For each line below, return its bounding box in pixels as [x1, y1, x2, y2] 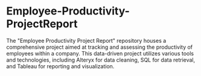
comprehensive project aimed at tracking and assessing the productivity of [6, 43, 193, 51]
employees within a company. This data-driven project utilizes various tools [6, 49, 194, 57]
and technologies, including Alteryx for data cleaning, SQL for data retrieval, [6, 56, 196, 63]
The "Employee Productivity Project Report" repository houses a [6, 37, 167, 44]
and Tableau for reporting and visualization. [6, 62, 115, 70]
